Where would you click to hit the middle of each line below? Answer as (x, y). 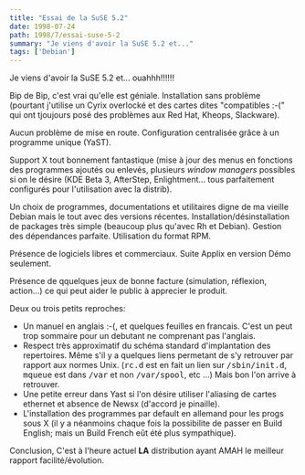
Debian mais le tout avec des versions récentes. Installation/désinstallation (150, 216)
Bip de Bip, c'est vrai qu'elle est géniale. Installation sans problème (135, 96)
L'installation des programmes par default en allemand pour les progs (153, 414)
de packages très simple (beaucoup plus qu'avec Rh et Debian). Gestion (146, 227)
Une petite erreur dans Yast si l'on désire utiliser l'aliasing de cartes (149, 395)
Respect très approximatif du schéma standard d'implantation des (147, 346)
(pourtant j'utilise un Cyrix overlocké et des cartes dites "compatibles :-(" (147, 105)
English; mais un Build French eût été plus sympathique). (129, 433)
